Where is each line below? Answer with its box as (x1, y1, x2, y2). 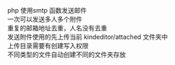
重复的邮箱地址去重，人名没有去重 (7, 24, 107, 32)
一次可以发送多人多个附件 (7, 15, 83, 23)
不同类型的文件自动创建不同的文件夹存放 (7, 50, 126, 59)
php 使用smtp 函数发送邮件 (7, 6, 87, 14)
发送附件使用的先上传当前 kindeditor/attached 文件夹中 (7, 32, 169, 41)
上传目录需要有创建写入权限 (7, 42, 89, 49)
